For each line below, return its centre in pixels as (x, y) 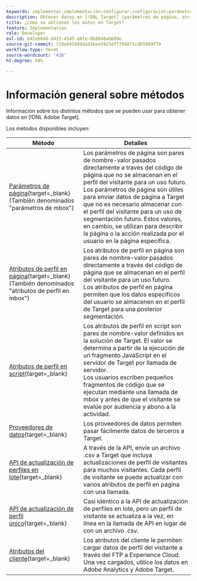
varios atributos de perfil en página (131, 485)
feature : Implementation (36, 28)
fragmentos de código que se (124, 385)
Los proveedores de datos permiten (132, 424)
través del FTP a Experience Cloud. (132, 555)
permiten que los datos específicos (132, 295)
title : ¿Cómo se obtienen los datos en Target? (65, 22)
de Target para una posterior (123, 309)
